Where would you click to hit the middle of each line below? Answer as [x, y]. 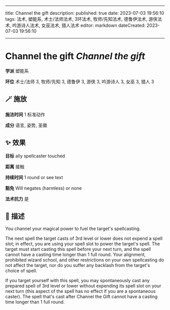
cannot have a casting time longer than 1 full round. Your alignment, [75, 255]
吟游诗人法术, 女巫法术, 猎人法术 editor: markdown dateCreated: [79, 25]
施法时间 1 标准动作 [25, 114]
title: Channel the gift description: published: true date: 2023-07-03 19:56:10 [85, 13]
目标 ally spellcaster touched [35, 156]
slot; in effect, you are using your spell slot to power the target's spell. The [83, 244]
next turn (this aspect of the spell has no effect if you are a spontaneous [80, 291]
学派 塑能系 [17, 71]
